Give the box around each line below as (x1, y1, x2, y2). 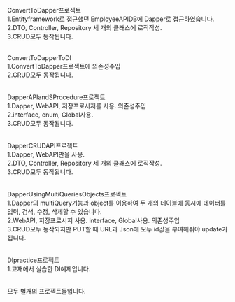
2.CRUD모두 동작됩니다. (7, 71, 73, 79)
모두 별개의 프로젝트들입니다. (7, 287, 86, 295)
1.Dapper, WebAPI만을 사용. (7, 150, 85, 159)
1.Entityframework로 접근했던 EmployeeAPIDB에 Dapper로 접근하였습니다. (7, 15, 215, 23)
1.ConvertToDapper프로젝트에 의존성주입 (7, 62, 121, 70)
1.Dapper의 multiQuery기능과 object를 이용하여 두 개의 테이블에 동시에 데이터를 (7, 199, 226, 207)
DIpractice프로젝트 (7, 256, 60, 264)
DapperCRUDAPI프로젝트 (7, 142, 78, 150)
